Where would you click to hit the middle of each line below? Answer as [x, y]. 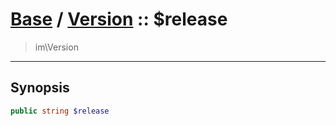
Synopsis [40, 88]
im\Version [56, 47]
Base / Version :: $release [119, 19]
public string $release [60, 111]
